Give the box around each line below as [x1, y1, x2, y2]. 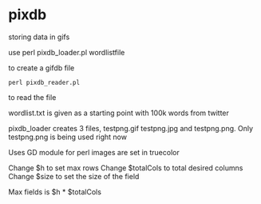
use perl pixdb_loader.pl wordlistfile [8, 47, 125, 57]
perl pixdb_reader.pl [8, 78, 81, 86]
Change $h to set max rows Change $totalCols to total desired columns [8, 162, 243, 173]
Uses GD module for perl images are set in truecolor [8, 147, 180, 157]
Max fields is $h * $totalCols [8, 186, 102, 197]
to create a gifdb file [8, 62, 75, 73]
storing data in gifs [8, 32, 70, 42]
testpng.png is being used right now [8, 132, 128, 142]
